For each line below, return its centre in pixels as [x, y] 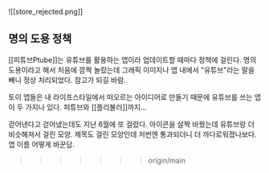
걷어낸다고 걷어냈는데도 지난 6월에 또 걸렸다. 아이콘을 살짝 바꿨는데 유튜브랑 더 [132, 124]
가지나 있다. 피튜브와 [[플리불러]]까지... [86, 107]
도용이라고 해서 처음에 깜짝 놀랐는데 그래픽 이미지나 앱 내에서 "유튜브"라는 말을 [132, 70]
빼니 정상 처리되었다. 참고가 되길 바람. [67, 80]
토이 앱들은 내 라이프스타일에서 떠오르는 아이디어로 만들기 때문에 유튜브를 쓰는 [130, 97]
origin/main [167, 160]
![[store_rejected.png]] [46, 12]
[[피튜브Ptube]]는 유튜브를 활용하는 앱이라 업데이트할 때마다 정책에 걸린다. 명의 [132, 60]
